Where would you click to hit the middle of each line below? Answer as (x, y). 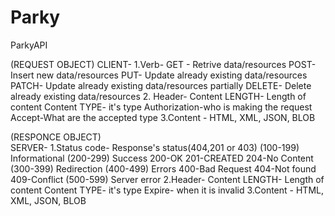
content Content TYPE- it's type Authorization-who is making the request (161, 107)
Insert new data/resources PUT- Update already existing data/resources (159, 75)
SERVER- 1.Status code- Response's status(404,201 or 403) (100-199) (155, 147)
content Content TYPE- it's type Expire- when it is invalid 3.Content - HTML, (167, 190)
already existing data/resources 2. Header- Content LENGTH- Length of (158, 96)
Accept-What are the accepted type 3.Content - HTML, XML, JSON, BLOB (163, 117)
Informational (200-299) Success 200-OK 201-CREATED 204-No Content (162, 158)
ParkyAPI (29, 45)
